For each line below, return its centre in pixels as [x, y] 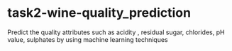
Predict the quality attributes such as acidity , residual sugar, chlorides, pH [116, 32]
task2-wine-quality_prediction [99, 13]
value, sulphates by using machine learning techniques [88, 39]
